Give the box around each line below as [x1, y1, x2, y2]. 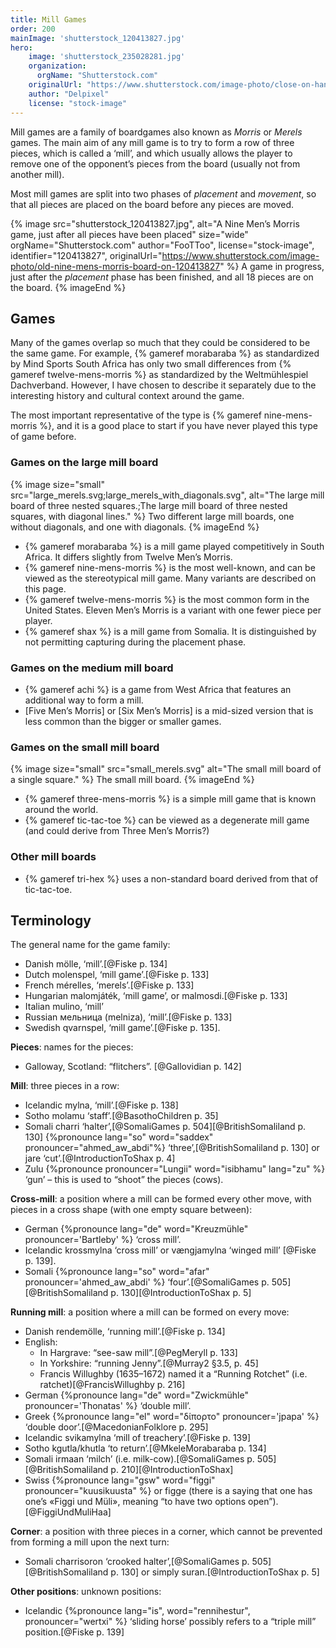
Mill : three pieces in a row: [10, 1080, 120, 1092]
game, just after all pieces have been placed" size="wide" [10, 228, 249, 240]
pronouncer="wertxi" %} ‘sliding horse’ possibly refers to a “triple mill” [24, 1616, 317, 1628]
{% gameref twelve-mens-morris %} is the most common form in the [24, 593, 310, 605]
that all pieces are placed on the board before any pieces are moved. [10, 198, 295, 210]
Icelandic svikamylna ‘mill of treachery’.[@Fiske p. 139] [24, 1432, 252, 1444]
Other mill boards [10, 850, 97, 864]
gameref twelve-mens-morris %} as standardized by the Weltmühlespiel [10, 369, 309, 381]
